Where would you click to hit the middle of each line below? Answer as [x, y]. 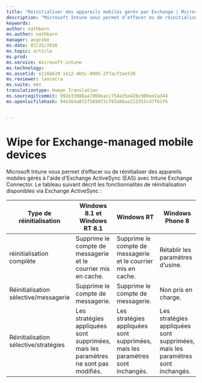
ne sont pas [92, 364]
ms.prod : [17, 57]
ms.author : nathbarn [32, 34]
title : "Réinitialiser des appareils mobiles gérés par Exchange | [93, 12]
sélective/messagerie [40, 297]
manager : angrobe [28, 40]
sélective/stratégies [37, 344]
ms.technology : [25, 68]
